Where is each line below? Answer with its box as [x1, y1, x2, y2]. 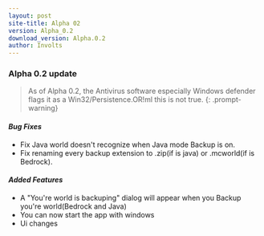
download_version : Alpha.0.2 [8, 34, 106, 43]
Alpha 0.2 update [8, 68, 78, 79]
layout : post [8, 11, 52, 20]
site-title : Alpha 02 [8, 19, 81, 27]
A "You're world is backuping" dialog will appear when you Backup [19, 193, 242, 202]
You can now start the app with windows [19, 210, 155, 219]
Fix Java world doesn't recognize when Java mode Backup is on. [19, 140, 235, 149]
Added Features [8, 175, 63, 185]
